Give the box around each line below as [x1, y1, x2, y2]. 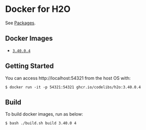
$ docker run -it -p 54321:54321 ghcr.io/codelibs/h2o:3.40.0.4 [5, 84, 141, 90]
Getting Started [5, 62, 54, 70]
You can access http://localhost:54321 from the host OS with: [5, 75, 131, 81]
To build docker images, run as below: [5, 111, 83, 117]
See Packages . [5, 20, 36, 26]
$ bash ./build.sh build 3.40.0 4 [5, 121, 77, 126]
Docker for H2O [5, 3, 71, 15]
